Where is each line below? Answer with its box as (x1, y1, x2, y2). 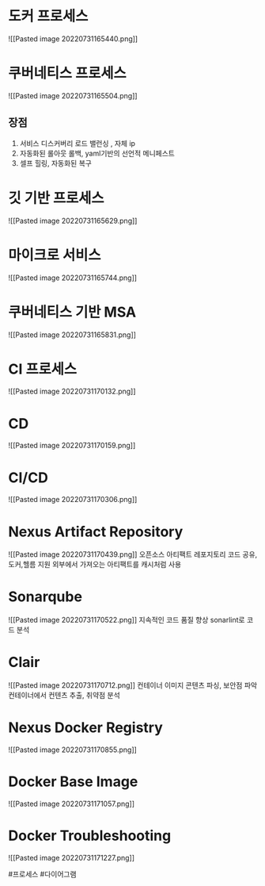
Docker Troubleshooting (8, 827, 172, 845)
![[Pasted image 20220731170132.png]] (8, 386, 136, 397)
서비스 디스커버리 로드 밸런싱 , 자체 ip (19, 138, 136, 148)
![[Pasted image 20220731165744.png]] (8, 273, 137, 282)
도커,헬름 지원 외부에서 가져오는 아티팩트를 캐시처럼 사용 (8, 560, 182, 570)
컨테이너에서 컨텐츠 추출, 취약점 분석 (8, 691, 120, 700)
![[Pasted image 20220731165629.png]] (8, 216, 138, 225)
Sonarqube (8, 588, 83, 606)
